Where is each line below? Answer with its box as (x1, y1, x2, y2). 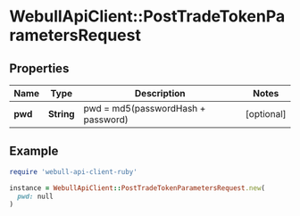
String (47, 108, 75, 120)
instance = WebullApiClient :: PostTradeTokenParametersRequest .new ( (9, 183, 266, 193)
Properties (9, 61, 70, 76)
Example (9, 144, 59, 159)
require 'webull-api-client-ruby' (9, 167, 138, 176)
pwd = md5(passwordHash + (83, 103, 206, 114)
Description (134, 87, 186, 99)
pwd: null (17, 192, 54, 201)
